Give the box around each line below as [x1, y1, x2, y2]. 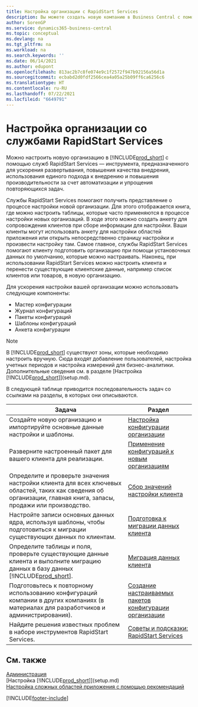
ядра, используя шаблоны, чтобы [9, 518, 105, 526]
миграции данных [127, 521, 180, 530]
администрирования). [9, 611, 72, 619]
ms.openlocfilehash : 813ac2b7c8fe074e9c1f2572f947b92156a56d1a [6, 69, 165, 75]
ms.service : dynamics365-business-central [6, 25, 112, 31]
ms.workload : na [6, 47, 46, 53]
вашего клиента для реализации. [9, 455, 104, 463]
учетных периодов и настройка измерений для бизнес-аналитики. [6, 361, 175, 369]
